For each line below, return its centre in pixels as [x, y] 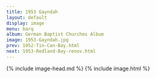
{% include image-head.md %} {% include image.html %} [78, 68]
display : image [25, 23]
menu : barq [20, 29]
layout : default [27, 18]
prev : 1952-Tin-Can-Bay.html [43, 46]
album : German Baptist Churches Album [55, 34]
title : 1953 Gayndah [32, 12]
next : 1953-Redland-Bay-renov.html [51, 51]
